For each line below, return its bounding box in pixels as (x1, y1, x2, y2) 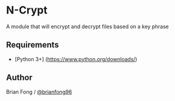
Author (6, 73, 32, 83)
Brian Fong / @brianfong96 (6, 88, 72, 95)
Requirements (6, 40, 59, 50)
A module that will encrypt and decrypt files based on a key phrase (6, 23, 169, 30)
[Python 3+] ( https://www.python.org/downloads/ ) (14, 55, 137, 62)
